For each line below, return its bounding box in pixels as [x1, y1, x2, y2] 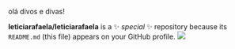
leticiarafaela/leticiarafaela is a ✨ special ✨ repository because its [8, 22, 228, 31]
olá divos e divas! [8, 7, 66, 16]
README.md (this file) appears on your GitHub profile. [8, 32, 176, 41]
